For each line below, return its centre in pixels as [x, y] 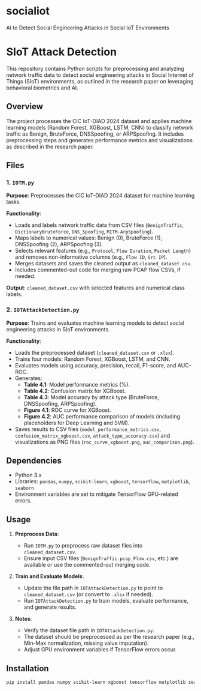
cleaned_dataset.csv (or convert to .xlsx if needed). [89, 594]
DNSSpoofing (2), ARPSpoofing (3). [59, 244]
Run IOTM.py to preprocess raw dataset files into [83, 546]
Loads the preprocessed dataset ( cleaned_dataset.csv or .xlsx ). [95, 352]
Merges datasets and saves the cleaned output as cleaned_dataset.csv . [103, 264]
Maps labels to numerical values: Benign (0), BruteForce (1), [89, 238]
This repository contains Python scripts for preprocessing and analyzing [95, 68]
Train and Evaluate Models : [49, 576]
